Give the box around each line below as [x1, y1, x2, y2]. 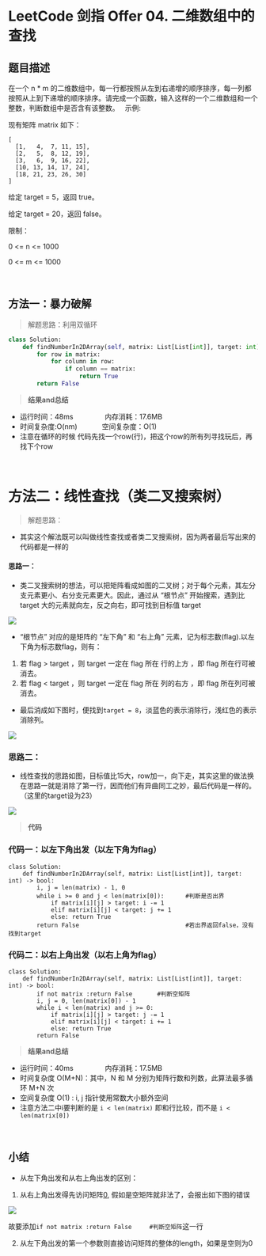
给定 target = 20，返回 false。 [8, 209, 107, 218]
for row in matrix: [36, 350, 101, 359]
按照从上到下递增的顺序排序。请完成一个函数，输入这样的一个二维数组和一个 [8, 93, 258, 103]
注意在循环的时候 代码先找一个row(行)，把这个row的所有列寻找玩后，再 [19, 431, 253, 441]
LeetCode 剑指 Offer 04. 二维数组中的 [8, 7, 255, 25]
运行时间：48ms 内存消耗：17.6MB [19, 412, 163, 421]
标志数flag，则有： [40, 642, 102, 651]
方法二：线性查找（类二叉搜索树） [8, 488, 231, 506]
